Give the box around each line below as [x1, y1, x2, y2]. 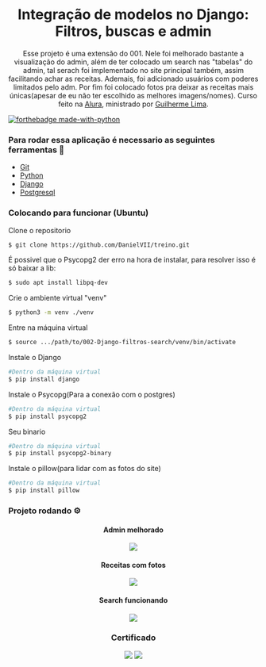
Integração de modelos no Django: [17, 6, 249, 24]
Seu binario [8, 427, 46, 436]
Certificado [110, 632, 156, 643]
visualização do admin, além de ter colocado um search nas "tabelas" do [13, 57, 253, 67]
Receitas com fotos [100, 560, 167, 569]
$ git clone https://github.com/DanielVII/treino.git [8, 240, 191, 249]
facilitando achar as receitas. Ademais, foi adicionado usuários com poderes [8, 74, 259, 83]
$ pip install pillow [8, 486, 80, 495]
